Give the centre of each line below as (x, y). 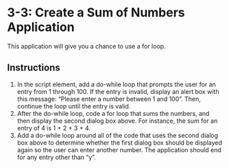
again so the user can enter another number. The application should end (119, 149)
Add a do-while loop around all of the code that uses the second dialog (117, 135)
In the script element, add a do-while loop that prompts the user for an (116, 84)
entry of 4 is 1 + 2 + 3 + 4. (54, 128)
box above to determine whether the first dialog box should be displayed (120, 143)
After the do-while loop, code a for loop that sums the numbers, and (113, 113)
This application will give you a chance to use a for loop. (86, 46)
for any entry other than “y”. (56, 157)
